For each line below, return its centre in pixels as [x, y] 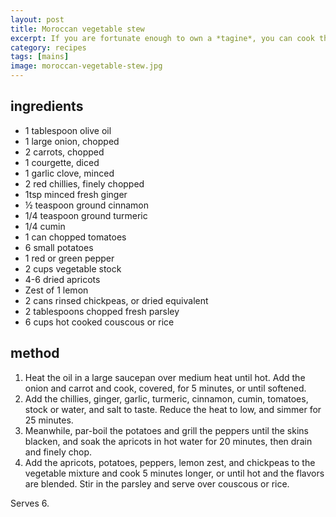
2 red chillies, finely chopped [84, 183]
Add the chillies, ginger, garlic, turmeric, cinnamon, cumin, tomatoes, [166, 398]
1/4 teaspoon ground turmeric [86, 215]
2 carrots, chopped [64, 152]
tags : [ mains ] [40, 57]
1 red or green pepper [69, 258]
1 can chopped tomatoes [75, 237]
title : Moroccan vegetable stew [77, 29]
